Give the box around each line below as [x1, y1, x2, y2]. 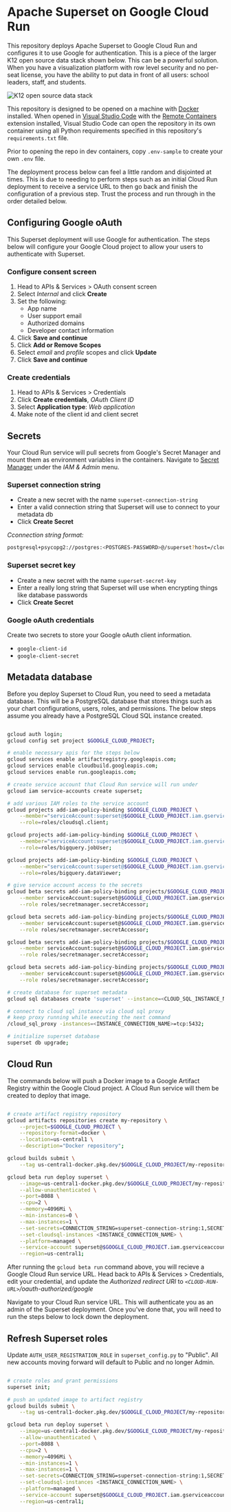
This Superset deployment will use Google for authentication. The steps [7, 235, 210, 243]
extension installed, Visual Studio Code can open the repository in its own [7, 119, 216, 127]
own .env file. [7, 154, 46, 162]
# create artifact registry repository [7, 1111, 122, 1118]
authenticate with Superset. [7, 249, 86, 258]
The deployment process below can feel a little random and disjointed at [7, 168, 212, 176]
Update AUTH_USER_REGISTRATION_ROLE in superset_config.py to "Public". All [7, 1350, 219, 1359]
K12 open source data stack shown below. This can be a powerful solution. [7, 56, 219, 64]
